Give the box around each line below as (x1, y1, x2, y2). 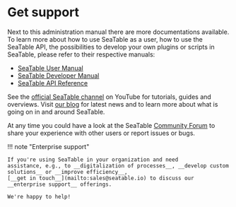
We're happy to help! (7, 193, 71, 200)
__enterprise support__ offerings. (7, 181, 112, 188)
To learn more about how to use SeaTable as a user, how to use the (7, 35, 203, 43)
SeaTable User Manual (17, 64, 83, 72)
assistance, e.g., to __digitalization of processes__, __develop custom (7, 162, 230, 170)
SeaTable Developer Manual (17, 71, 100, 80)
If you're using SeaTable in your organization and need (7, 156, 179, 163)
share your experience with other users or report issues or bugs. (7, 129, 196, 137)
